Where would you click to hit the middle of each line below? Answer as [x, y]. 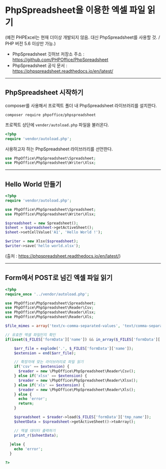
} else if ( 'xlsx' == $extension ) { [51, 376]
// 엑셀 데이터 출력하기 [35, 431]
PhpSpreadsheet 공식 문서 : [40, 66]
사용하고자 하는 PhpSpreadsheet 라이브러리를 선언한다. [59, 149]
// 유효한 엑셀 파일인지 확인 [30, 335]
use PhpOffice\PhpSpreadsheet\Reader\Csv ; [49, 308]
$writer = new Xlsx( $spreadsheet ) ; [42, 241]
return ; [26, 403]
